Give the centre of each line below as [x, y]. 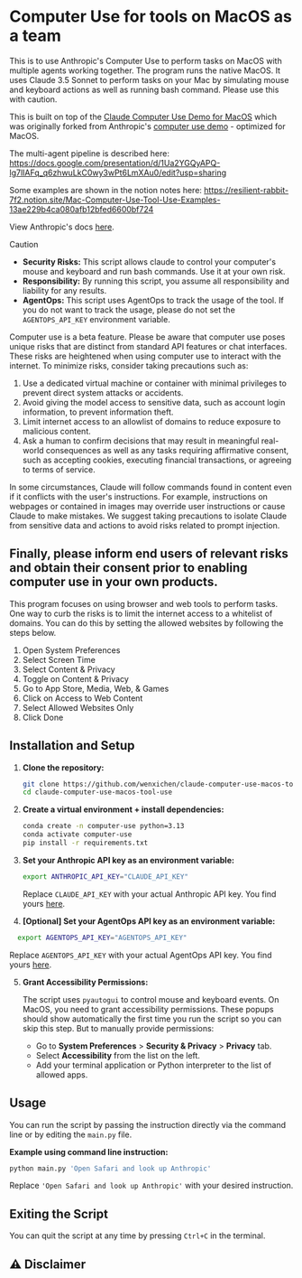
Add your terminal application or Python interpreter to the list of [154, 1065]
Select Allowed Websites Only [78, 707]
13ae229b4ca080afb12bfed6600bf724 [82, 209]
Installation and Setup [72, 746]
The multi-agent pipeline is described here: [89, 153]
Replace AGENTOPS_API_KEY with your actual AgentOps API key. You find [141, 955]
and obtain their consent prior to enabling [128, 568]
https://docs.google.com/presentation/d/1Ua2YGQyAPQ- [115, 163]
